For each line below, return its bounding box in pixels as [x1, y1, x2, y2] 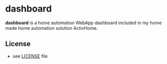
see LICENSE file [12, 53, 48, 59]
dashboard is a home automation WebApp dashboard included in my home [5, 20, 162, 26]
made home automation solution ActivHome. [5, 25, 98, 31]
